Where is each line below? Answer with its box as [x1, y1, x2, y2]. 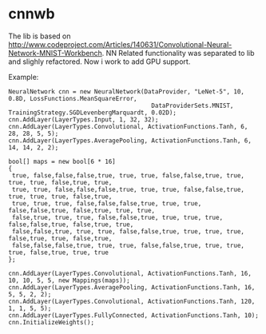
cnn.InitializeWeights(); [8, 318, 94, 326]
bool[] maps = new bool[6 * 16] [8, 157, 116, 165]
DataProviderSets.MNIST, [151, 101, 234, 109]
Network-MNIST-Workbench [8, 48, 102, 58]
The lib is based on [8, 31, 71, 41]
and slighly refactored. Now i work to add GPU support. [8, 57, 191, 66]
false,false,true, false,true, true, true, [8, 206, 156, 214]
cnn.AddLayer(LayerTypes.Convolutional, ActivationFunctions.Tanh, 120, [8, 297, 256, 305]
